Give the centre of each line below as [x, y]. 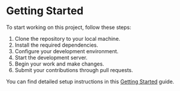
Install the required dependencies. [57, 45]
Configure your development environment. [67, 51]
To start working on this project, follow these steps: [69, 27]
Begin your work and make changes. [60, 64]
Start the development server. [51, 57]
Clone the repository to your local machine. [67, 38]
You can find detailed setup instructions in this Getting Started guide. [90, 82]
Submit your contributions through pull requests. [74, 70]
